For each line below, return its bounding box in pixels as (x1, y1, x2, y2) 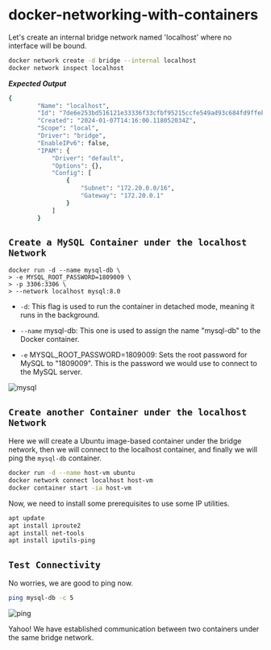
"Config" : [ (51, 169, 92, 177)
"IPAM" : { (37, 147, 70, 155)
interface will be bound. (8, 40, 87, 50)
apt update (8, 514, 45, 522)
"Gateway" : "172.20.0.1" (80, 192, 164, 200)
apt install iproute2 (8, 522, 81, 530)
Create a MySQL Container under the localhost (8, 236, 248, 248)
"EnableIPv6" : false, (37, 139, 110, 147)
